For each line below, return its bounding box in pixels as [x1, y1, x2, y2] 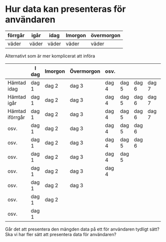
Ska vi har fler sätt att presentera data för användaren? [5, 231, 117, 237]
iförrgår [7, 114, 25, 121]
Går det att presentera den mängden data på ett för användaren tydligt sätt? [5, 226, 160, 232]
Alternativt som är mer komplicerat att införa [5, 53, 95, 59]
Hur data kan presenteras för [5, 3, 126, 15]
